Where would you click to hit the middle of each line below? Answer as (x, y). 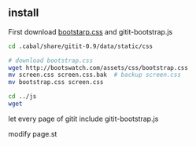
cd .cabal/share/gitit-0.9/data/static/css (81, 46)
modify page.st (33, 133)
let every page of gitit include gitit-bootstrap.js (83, 119)
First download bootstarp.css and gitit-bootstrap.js (91, 31)
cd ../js (22, 97)
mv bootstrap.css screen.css (56, 82)
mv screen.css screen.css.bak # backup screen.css (94, 75)
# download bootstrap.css (50, 60)
